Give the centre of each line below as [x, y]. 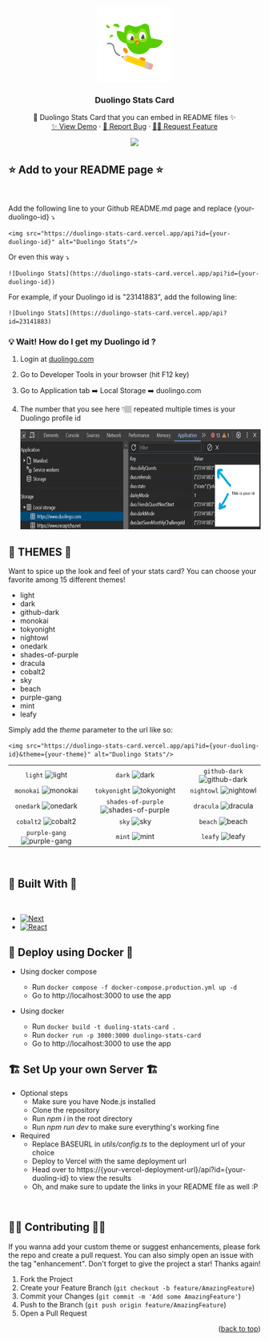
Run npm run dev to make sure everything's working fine [126, 1126]
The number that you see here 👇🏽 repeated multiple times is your [128, 409]
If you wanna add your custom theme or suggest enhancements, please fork [134, 1247]
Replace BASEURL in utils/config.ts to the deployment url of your [139, 1144]
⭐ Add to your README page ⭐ [86, 169]
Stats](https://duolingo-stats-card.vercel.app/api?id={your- [154, 274]
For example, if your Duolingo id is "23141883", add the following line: [123, 297]
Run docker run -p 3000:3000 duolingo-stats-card [116, 1035]
